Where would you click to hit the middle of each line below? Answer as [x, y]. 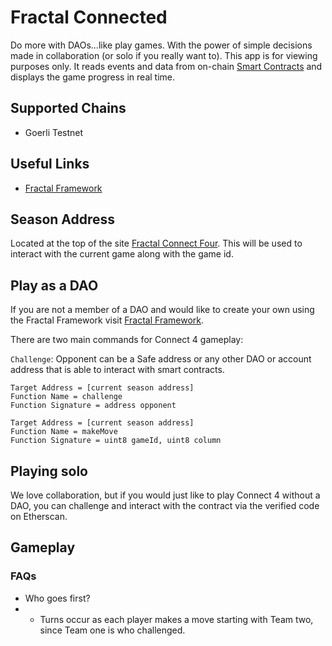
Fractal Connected [89, 17]
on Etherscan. [39, 516]
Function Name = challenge [66, 397]
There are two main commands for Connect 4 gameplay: [127, 340]
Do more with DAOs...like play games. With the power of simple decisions [161, 45]
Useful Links [50, 164]
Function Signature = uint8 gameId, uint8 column [116, 441]
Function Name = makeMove [64, 432]
